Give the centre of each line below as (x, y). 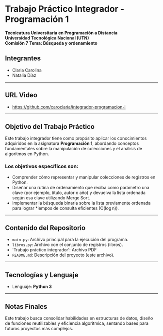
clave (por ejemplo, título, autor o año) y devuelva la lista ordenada (79, 193)
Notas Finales (26, 307)
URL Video (21, 95)
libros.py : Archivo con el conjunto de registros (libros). (67, 245)
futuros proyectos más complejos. (39, 329)
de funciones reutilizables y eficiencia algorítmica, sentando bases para (77, 323)
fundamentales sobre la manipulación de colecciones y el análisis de (73, 149)
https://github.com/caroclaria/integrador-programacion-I (69, 107)
